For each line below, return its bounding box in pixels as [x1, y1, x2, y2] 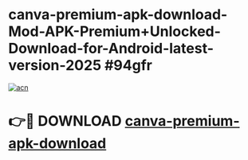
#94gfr [104, 57, 153, 75]
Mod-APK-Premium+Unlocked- [8, 22, 222, 41]
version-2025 [8, 57, 102, 75]
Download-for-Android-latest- [8, 40, 214, 57]
